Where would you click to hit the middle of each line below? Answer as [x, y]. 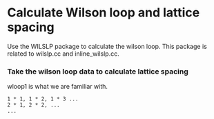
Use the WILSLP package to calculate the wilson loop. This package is [107, 46]
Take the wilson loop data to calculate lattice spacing [98, 72]
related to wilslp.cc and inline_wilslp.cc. [63, 54]
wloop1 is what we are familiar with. [58, 87]
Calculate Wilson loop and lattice [104, 13]
